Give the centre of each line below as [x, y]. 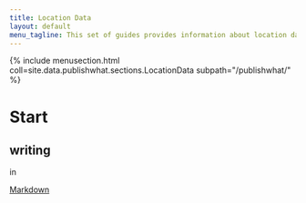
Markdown [30, 190]
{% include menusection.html [65, 61]
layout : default [40, 26]
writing [30, 150]
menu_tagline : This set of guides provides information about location [148, 35]
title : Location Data [51, 18]
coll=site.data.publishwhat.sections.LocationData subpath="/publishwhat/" [150, 70]
